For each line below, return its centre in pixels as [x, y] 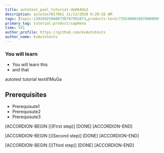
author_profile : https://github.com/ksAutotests [55, 32]
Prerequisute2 [26, 111]
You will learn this [30, 65]
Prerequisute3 [26, 117]
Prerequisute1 [26, 106]
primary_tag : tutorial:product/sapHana [46, 23]
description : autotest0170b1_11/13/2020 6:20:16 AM [59, 14]
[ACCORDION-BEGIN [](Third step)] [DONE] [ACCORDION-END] [70, 145]
